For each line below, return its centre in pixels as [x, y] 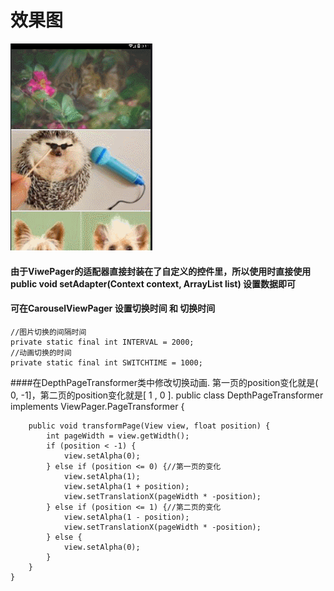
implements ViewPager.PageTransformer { [97, 406]
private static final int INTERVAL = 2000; [102, 342]
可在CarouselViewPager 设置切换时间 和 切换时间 [113, 308]
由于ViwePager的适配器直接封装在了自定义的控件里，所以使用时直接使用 [161, 271]
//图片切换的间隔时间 [48, 332]
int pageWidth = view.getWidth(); [118, 436]
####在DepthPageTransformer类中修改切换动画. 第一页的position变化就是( [164, 382]
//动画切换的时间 [41, 352]
